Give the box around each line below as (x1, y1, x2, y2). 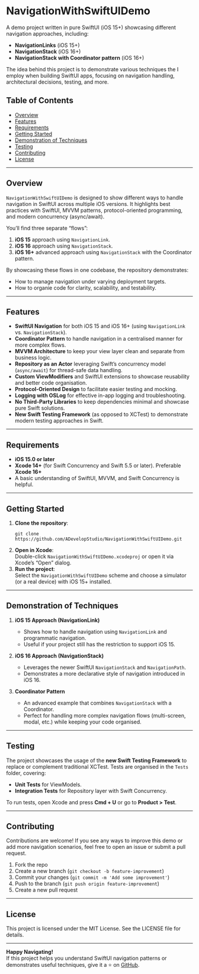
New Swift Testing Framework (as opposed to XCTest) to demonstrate (14, 411, 188, 418)
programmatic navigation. (23, 634, 86, 642)
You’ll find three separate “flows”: (6, 224, 88, 231)
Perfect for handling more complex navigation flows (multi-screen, (23, 712, 186, 719)
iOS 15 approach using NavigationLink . (14, 236, 111, 243)
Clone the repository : (14, 519, 69, 526)
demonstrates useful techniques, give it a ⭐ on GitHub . (6, 962, 140, 969)
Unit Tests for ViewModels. (14, 781, 82, 788)
